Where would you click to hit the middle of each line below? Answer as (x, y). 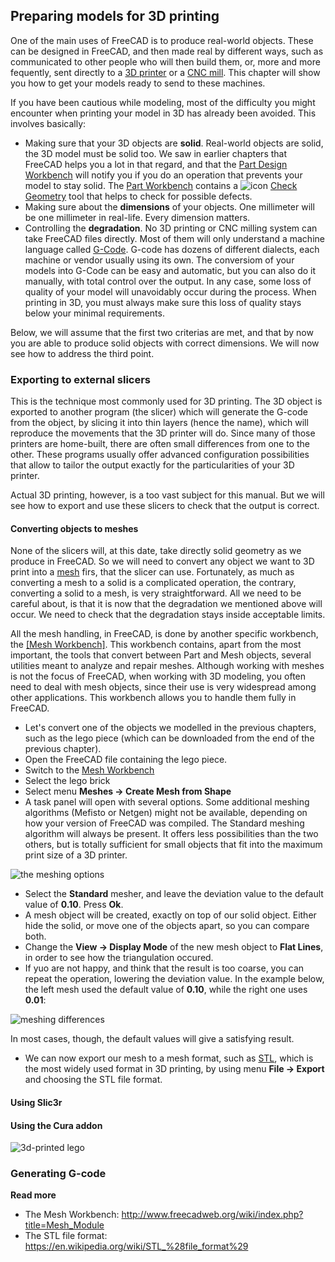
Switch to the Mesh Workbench (89, 770)
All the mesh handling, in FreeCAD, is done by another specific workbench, (164, 634)
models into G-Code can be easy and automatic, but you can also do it (170, 270)
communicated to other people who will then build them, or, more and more (165, 61)
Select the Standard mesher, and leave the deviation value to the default (174, 894)
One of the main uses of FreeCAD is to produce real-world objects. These (162, 40)
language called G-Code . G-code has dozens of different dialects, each (172, 249)
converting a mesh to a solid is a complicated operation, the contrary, (153, 583)
